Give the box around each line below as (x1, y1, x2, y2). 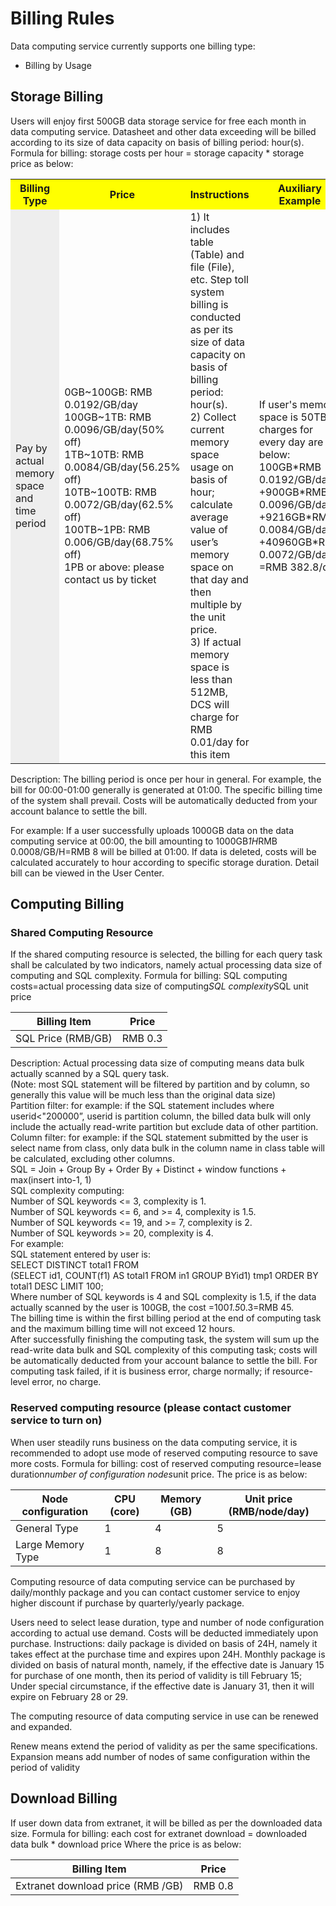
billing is (189, 297, 229, 311)
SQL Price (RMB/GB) (15, 1032, 113, 1046)
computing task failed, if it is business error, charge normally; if (10, 1365, 271, 1377)
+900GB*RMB (258, 485, 328, 499)
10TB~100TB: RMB (64, 485, 157, 499)
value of (189, 522, 228, 536)
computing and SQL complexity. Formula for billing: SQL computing (10, 970, 288, 982)
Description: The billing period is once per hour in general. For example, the (10, 773, 322, 785)
